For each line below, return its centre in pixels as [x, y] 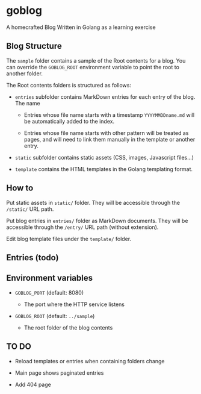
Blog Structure [34, 46]
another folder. [25, 73]
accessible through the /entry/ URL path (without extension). [82, 227]
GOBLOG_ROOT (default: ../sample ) [55, 316]
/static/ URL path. [30, 209]
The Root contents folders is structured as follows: [69, 85]
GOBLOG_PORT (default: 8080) [49, 292]
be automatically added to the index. [69, 121]
